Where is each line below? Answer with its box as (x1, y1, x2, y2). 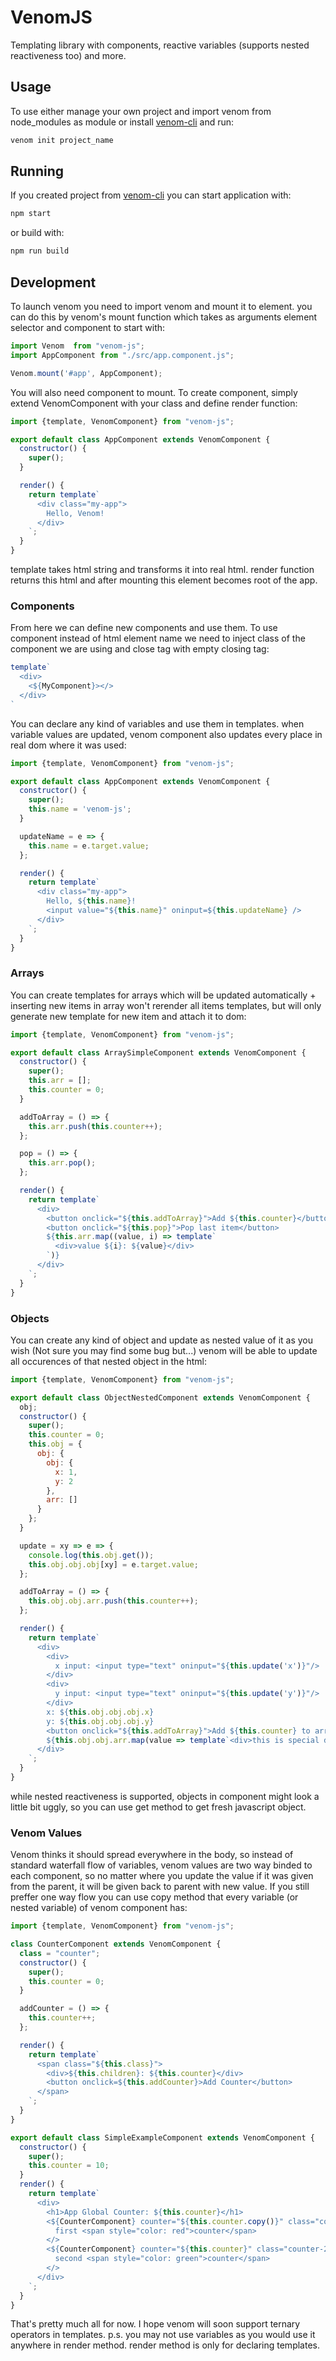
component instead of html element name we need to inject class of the (10, 632, 306, 645)
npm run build (10, 246, 70, 256)
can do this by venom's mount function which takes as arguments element (10, 311, 318, 323)
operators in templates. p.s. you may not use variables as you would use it (10, 2329, 316, 2341)
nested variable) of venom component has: (10, 1902, 188, 1914)
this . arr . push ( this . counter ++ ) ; (28, 1121, 163, 1131)
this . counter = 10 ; (28, 2161, 110, 2171)
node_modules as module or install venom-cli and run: (10, 116, 235, 128)
